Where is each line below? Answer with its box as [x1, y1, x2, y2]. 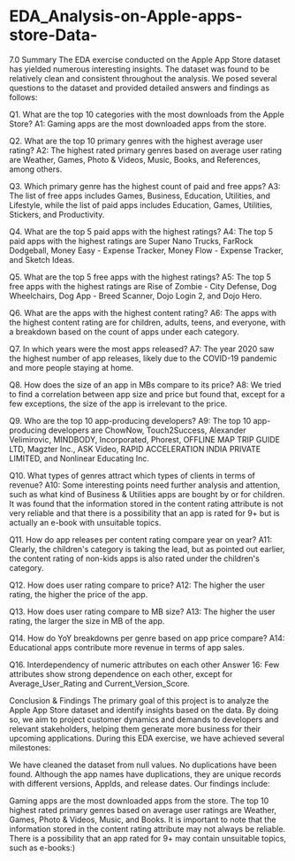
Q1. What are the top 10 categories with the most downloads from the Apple [9, 109, 284, 119]
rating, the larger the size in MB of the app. [9, 615, 165, 626]
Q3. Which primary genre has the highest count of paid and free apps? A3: [9, 181, 281, 191]
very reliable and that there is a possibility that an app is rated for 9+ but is [9, 507, 280, 519]
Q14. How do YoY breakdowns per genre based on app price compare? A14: [9, 633, 285, 643]
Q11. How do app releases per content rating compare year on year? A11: [9, 534, 273, 545]
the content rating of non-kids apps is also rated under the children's [9, 553, 261, 564]
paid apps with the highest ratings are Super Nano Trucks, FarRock [9, 235, 253, 246]
